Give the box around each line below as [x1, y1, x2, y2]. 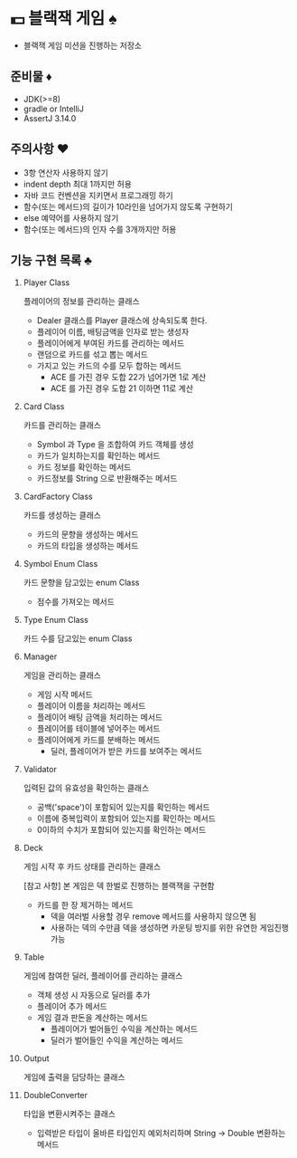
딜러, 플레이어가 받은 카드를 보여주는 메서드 [50, 746, 202, 757]
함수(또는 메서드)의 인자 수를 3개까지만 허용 [23, 224, 177, 234]
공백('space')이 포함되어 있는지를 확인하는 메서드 [36, 802, 210, 813]
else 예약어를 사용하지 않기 [23, 212, 119, 223]
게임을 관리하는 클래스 [23, 670, 102, 681]
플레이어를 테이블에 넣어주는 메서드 [36, 723, 161, 734]
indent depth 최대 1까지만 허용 [23, 178, 132, 189]
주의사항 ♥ [10, 141, 70, 157]
